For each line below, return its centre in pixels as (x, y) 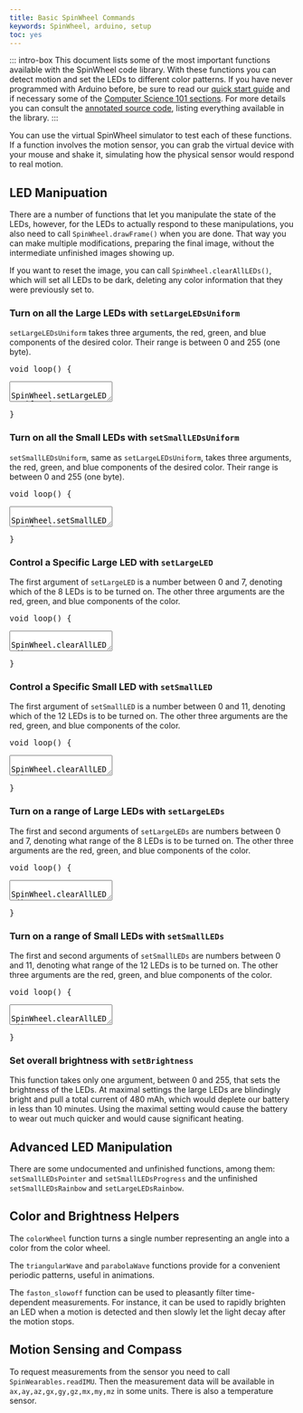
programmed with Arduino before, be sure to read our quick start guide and (150, 89)
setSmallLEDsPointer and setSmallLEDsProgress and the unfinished (133, 1179)
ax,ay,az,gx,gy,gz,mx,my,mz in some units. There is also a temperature (142, 1390)
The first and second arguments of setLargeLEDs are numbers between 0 (145, 831)
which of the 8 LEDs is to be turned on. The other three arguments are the (147, 592)
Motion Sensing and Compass (96, 1350)
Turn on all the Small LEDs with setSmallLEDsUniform (124, 438)
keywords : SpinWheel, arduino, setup (80, 26)
